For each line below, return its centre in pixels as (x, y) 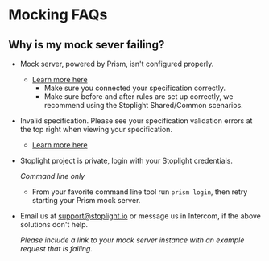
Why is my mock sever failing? (87, 45)
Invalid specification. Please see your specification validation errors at (136, 121)
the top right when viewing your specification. (96, 129)
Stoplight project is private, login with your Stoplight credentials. (126, 160)
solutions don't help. (54, 224)
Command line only (52, 176)
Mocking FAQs (58, 15)
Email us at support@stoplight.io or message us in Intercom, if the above (141, 216)
